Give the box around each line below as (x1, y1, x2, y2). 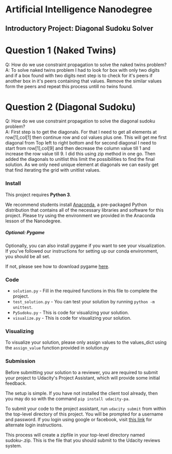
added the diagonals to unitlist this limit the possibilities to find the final (5, 156, 155, 162)
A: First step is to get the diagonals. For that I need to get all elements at (5, 129, 157, 135)
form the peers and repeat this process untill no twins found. (5, 83, 133, 89)
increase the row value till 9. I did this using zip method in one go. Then (5, 151, 156, 157)
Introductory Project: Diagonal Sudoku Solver (5, 24, 154, 33)
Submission (5, 358, 36, 365)
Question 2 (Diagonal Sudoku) (5, 101, 136, 113)
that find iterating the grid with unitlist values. (5, 167, 101, 173)
